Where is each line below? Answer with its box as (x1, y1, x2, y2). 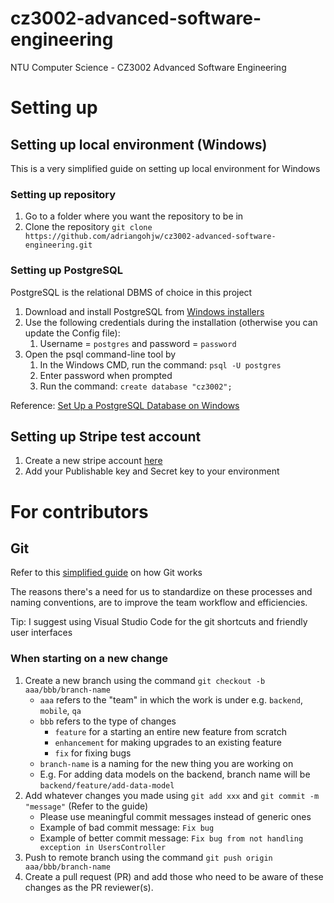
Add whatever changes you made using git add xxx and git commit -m (24, 789, 320, 801)
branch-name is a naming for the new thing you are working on (39, 757, 294, 769)
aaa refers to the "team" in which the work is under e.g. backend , (39, 693, 304, 706)
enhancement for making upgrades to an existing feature (54, 736, 282, 748)
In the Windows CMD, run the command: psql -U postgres (39, 358, 282, 371)
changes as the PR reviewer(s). (24, 881, 154, 893)
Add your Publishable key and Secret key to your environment (24, 465, 280, 477)
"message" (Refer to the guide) (24, 800, 149, 812)
